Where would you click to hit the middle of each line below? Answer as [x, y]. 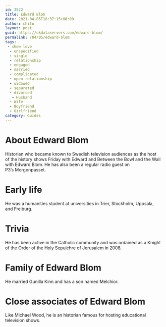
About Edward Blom [47, 140]
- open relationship [31, 79]
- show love [20, 47]
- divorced [21, 93]
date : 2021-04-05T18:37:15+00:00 [40, 19]
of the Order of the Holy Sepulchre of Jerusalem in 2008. [63, 248]
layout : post [19, 28]
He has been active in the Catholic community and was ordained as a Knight [83, 242]
